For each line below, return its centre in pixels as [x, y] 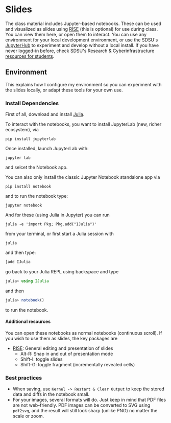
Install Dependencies [32, 103]
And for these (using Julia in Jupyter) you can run [57, 215]
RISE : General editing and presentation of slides [63, 348]
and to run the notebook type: [36, 196]
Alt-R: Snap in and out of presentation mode [67, 354]
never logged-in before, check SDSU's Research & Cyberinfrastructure [80, 51]
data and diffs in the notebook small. [51, 394]
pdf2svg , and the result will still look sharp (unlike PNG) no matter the [85, 411]
